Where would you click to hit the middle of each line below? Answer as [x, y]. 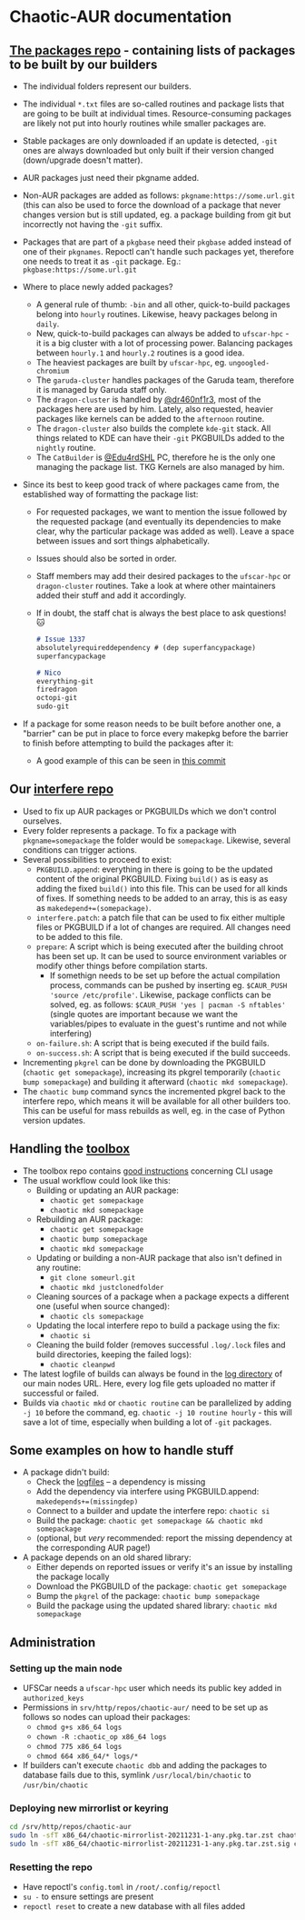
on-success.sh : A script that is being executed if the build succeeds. [163, 1053]
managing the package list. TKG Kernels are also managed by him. [160, 467]
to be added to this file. [79, 936]
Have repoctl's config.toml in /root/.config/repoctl [121, 1887]
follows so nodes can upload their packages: [106, 1717]
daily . [48, 324]
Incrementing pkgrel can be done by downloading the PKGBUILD [144, 1062]
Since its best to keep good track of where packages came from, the [151, 485]
